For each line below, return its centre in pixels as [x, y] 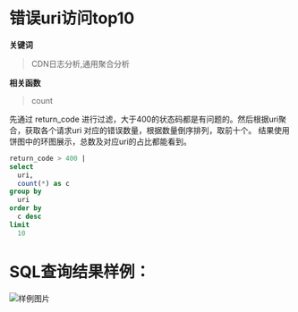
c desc [30, 217]
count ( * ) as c [43, 183]
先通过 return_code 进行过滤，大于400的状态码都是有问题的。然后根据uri [144, 119]
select [21, 166]
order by [26, 208]
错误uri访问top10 [72, 18]
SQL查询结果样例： [80, 271]
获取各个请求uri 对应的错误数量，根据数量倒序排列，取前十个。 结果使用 [157, 130]
